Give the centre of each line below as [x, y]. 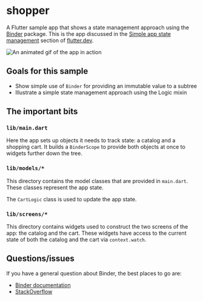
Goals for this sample [47, 71]
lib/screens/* [27, 214]
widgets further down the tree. [45, 153]
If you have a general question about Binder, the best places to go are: [94, 273]
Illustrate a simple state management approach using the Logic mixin [101, 92]
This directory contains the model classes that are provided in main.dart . [97, 181]
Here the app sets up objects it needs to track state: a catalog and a [91, 140]
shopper [28, 11]
